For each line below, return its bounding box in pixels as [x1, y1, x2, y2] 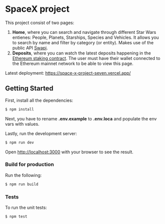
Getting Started [5, 84, 54, 93]
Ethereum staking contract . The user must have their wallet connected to [12, 55, 161, 61]
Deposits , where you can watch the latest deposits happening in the [12, 50, 151, 56]
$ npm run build [5, 182, 38, 187]
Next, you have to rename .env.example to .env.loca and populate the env [5, 115, 157, 121]
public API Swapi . [12, 45, 48, 51]
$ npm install [5, 107, 34, 112]
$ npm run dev [5, 140, 34, 145]
